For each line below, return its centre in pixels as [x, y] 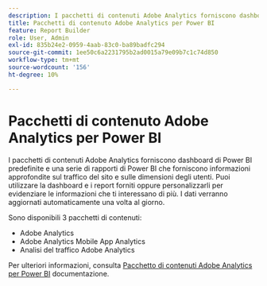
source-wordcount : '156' [49, 68]
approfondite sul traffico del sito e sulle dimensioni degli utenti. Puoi [119, 176]
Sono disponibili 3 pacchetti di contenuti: [75, 217]
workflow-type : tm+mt [44, 60]
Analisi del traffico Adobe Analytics [77, 249]
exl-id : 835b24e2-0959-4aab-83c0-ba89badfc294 [87, 45]
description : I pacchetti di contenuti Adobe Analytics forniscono [122, 15]
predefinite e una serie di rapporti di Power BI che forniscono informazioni [130, 168]
